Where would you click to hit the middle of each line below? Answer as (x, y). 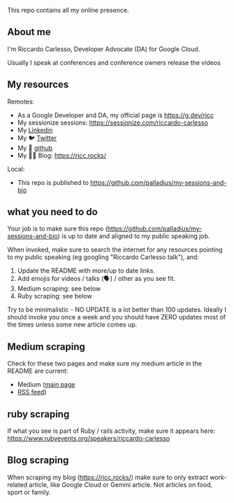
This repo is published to (53, 182)
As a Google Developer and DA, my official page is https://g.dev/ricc (116, 115)
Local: (16, 169)
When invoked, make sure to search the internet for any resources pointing (115, 250)
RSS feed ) (32, 392)
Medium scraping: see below (59, 289)
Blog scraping (38, 461)
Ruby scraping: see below (54, 296)
